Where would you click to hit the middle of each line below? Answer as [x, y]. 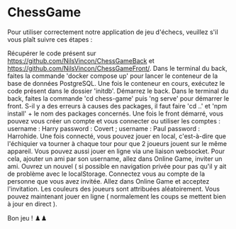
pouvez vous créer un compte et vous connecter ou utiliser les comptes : [114, 121]
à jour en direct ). [33, 203]
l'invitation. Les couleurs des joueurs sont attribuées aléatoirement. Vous [114, 189]
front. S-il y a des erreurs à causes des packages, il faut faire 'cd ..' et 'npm [117, 106]
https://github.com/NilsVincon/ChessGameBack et [81, 60]
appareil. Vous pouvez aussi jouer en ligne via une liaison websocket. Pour [116, 151]
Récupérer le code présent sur [52, 53]
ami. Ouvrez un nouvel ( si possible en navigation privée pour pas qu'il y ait [117, 166]
